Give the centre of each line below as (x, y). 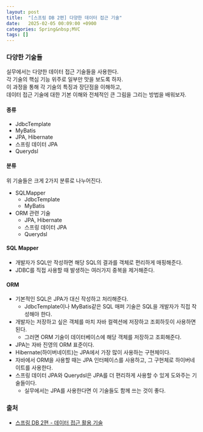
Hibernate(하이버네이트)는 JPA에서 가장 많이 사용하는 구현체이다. (93, 352)
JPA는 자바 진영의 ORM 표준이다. (55, 345)
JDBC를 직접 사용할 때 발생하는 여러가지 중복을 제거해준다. (85, 270)
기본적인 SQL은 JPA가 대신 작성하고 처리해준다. (72, 299)
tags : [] (17, 35)
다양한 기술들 (24, 58)
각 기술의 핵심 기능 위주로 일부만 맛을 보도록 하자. (65, 80)
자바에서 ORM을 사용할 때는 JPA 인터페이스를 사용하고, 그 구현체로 (94, 360)
